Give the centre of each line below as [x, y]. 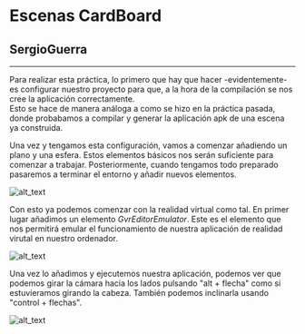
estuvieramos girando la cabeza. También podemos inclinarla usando [139, 293]
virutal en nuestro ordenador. [64, 238]
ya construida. [36, 128]
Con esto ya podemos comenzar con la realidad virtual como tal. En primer [149, 209]
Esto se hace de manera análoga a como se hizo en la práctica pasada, [143, 108]
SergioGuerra [49, 49]
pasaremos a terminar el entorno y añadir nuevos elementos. [123, 174]
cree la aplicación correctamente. [72, 99]
